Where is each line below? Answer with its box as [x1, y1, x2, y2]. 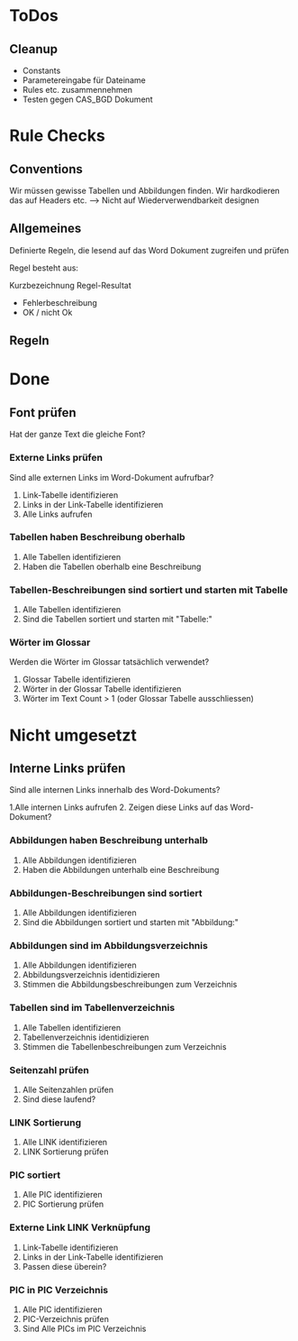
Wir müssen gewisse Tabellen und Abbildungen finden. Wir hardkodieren [9, 186, 281, 196]
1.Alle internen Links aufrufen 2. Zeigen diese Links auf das [9, 802, 229, 813]
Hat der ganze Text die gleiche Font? [9, 429, 146, 440]
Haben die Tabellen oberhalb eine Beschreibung [22, 561, 202, 572]
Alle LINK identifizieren [22, 1137, 108, 1148]
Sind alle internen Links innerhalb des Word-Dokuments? [9, 785, 221, 795]
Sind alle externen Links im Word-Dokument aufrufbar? [9, 472, 214, 482]
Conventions [9, 161, 84, 177]
